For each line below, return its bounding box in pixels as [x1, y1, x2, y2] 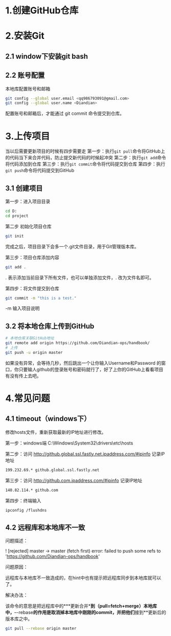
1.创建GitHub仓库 [5, 5, 79, 16]
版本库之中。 [5, 616, 32, 622]
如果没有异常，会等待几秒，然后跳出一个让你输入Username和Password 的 [5, 359, 161, 366]
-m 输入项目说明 [5, 305, 40, 311]
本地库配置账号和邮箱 [5, 86, 50, 92]
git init [5, 234, 24, 239]
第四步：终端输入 [5, 497, 41, 503]
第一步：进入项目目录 [5, 198, 50, 205]
